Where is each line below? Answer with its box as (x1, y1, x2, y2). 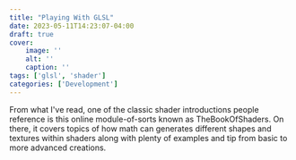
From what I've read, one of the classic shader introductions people (9, 104, 259, 114)
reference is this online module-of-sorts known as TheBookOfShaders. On (9, 114, 284, 124)
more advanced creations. (9, 142, 107, 153)
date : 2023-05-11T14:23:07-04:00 (9, 21, 135, 30)
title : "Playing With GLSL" (9, 13, 115, 22)
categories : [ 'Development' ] (9, 80, 118, 88)
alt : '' (25, 55, 54, 63)
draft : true (9, 29, 54, 38)
